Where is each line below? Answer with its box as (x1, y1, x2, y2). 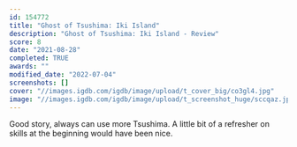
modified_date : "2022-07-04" (9, 70, 117, 79)
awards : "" (9, 62, 49, 71)
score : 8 (9, 37, 42, 47)
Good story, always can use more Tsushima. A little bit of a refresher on (9, 119, 270, 129)
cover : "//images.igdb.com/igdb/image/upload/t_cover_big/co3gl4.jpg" (9, 86, 275, 95)
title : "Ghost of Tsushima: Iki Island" (9, 21, 161, 30)
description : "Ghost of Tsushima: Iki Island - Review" (9, 29, 219, 38)
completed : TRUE (9, 54, 69, 62)
